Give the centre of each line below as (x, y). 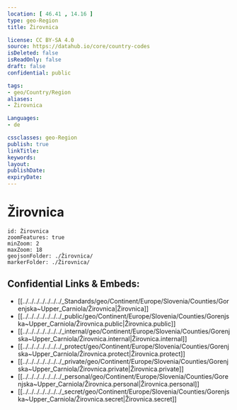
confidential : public (39, 73)
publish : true (28, 144)
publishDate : (27, 171)
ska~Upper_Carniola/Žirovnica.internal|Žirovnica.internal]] (102, 338)
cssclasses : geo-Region (42, 138)
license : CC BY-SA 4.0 (41, 40)
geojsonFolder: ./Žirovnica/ (50, 256)
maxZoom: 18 (25, 250)
